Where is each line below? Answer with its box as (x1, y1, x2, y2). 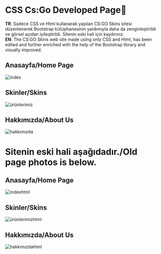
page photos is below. (5, 157, 97, 168)
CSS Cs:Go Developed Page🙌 (5, 4, 127, 16)
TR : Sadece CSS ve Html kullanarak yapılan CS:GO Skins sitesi (5, 21, 132, 27)
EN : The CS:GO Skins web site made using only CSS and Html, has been (5, 36, 152, 42)
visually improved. (5, 47, 42, 53)
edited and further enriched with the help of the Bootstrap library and (5, 41, 146, 47)
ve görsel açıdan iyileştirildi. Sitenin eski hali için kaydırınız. (5, 31, 125, 37)
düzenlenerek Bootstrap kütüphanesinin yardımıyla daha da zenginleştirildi (5, 26, 156, 32)
